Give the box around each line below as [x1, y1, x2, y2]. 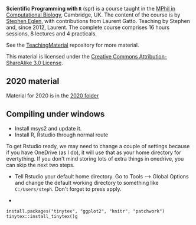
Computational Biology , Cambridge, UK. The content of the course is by [6, 11, 181, 18]
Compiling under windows [6, 109, 105, 119]
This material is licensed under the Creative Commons [6, 53, 138, 60]
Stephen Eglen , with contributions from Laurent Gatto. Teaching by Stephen [6, 18, 191, 24]
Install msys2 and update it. [14, 125, 82, 132]
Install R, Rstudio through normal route [14, 131, 109, 138]
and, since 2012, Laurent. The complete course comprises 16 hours [6, 24, 170, 31]
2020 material [6, 76, 60, 86]
